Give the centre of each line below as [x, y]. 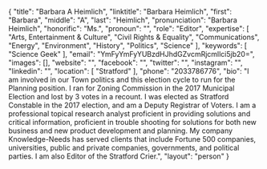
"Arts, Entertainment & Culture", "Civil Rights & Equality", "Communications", [134, 37]
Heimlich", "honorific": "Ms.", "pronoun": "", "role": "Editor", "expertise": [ [129, 28]
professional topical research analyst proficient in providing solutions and [129, 114]
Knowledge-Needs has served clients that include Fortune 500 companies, [132, 139]
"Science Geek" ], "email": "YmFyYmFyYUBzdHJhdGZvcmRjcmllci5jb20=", [131, 54]
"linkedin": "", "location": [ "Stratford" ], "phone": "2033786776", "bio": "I [129, 71]
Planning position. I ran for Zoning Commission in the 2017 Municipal [121, 88]
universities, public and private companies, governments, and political [124, 148]
